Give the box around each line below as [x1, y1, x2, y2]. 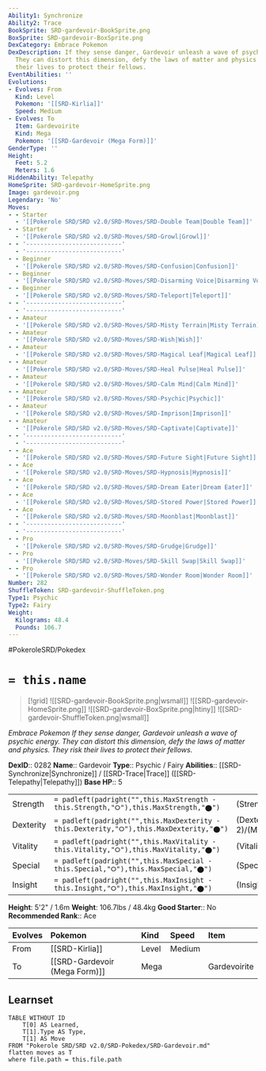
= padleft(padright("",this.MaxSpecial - [54, 857, 212, 866]
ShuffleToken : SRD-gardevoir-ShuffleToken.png [8, 587, 165, 595]
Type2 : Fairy [8, 601, 51, 609]
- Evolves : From [8, 85, 62, 94]
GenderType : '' [8, 144, 59, 152]
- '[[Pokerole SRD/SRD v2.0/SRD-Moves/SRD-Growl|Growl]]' [15, 233, 211, 241]
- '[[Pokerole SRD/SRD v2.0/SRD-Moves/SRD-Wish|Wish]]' [15, 336, 203, 344]
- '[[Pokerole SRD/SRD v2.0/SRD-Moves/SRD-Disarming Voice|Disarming [15, 277, 249, 285]
